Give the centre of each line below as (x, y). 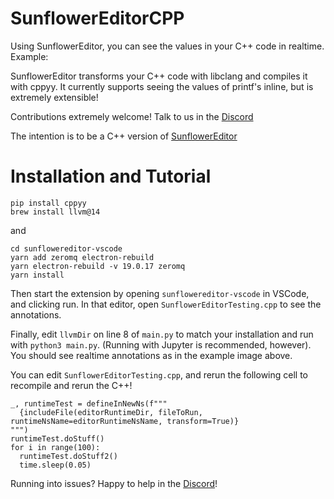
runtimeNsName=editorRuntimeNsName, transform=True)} (125, 421)
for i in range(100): (55, 447)
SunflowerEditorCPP (97, 18)
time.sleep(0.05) (55, 465)
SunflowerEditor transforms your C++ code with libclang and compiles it (159, 76)
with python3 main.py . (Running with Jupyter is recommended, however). (161, 344)
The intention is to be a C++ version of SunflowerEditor (124, 136)
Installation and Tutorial (111, 176)
